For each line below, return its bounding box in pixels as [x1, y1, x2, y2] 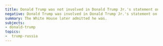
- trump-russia [5, 34, 38, 39]
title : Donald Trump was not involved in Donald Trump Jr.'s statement [5, 7, 153, 12]
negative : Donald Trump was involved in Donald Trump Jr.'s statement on [5, 11, 158, 16]
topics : [5, 29, 21, 34]
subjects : [5, 20, 25, 25]
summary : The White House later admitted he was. [5, 16, 108, 21]
